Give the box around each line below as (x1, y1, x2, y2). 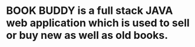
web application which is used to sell (6, 16, 190, 30)
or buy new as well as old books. (6, 29, 168, 42)
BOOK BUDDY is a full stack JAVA (6, 4, 173, 17)
